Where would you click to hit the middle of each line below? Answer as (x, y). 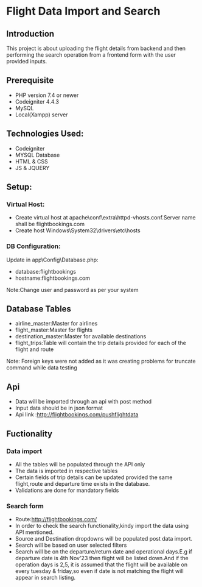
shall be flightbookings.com (50, 224)
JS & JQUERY (32, 168)
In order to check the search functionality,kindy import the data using (102, 526)
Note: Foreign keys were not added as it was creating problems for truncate (101, 361)
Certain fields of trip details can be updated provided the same (94, 477)
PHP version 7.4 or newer (47, 95)
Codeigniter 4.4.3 (37, 101)
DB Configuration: (33, 246)
